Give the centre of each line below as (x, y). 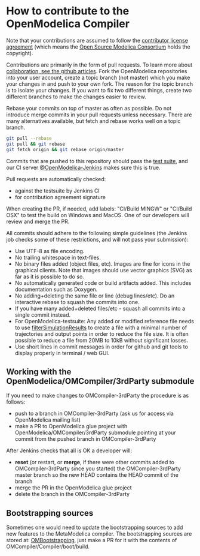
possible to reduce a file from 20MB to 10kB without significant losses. (101, 340)
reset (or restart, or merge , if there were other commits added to (95, 462)
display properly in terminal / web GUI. (62, 353)
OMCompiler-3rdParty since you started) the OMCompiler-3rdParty (98, 468)
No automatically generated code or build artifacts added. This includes (103, 282)
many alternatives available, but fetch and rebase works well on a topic (93, 121)
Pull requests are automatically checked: (56, 179)
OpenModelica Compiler (68, 24)
